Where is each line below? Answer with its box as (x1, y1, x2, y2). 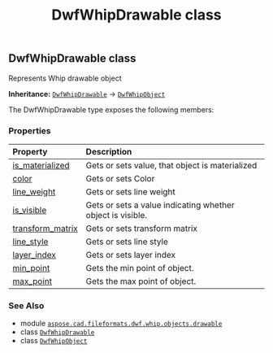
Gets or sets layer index (85, 249, 176, 260)
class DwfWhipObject (19, 336, 88, 346)
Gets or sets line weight (85, 185, 176, 197)
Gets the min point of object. (85, 262, 194, 273)
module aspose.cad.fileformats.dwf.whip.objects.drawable (19, 319, 223, 329)
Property (12, 146, 48, 157)
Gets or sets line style (85, 236, 169, 247)
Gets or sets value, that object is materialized (85, 159, 258, 171)
